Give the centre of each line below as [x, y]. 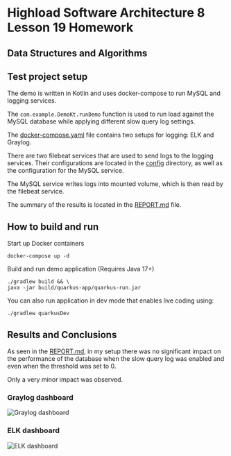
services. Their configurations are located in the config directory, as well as [115, 163]
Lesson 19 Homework [70, 27]
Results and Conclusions [62, 335]
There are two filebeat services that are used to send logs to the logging [110, 156]
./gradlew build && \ [38, 282]
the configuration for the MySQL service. [66, 171]
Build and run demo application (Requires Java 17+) [81, 269]
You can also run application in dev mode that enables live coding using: [111, 301]
